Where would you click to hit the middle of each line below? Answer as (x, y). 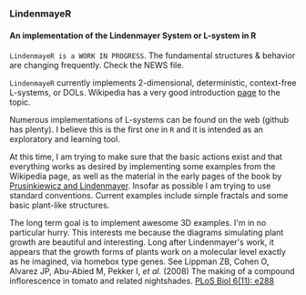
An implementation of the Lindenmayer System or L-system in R (133, 36)
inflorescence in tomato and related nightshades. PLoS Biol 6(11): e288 (142, 281)
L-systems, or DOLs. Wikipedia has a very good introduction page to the (145, 93)
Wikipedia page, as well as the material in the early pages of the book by (146, 177)
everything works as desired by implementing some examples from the (143, 167)
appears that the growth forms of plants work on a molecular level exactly (148, 252)
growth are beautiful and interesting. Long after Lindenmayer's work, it (142, 242)
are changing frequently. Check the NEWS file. (97, 66)
